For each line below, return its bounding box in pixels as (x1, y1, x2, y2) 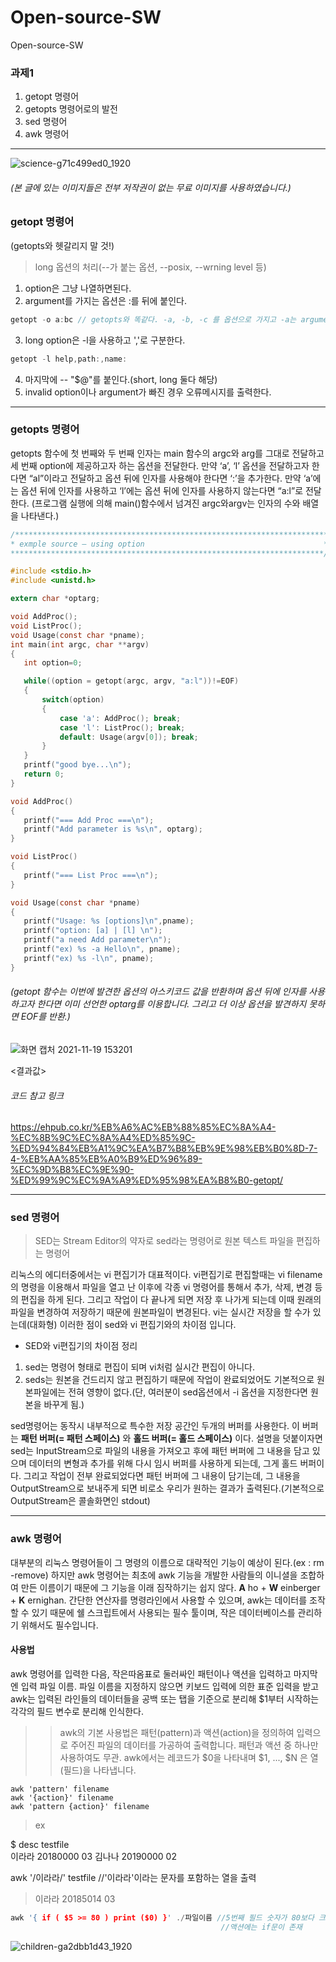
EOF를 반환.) (20, 1011, 71, 1023)
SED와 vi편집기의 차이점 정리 (24, 1340, 138, 1352)
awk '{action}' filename (10, 1792, 114, 1803)
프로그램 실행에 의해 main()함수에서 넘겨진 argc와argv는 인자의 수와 (34, 497, 301, 509)
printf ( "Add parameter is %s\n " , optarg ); (23, 824, 203, 835)
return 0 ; (23, 769, 65, 780)
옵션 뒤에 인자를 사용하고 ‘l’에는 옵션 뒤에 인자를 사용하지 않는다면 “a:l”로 (20, 484, 304, 496)
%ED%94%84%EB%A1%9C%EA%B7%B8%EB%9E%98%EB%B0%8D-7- (10, 1142, 318, 1155)
